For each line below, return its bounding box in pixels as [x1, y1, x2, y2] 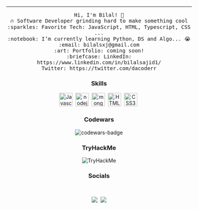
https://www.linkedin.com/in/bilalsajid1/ [37, 59, 161, 65]
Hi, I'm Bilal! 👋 [74, 12, 124, 18]
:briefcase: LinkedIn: [66, 54, 132, 59]
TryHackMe [81, 144, 117, 152]
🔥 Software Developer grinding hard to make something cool [9, 18, 189, 24]
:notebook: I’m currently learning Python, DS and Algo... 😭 [7, 36, 191, 42]
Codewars [84, 115, 114, 124]
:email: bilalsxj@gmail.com [58, 42, 140, 48]
